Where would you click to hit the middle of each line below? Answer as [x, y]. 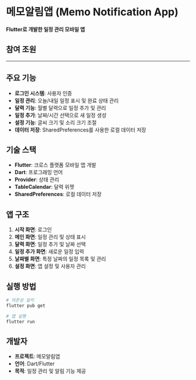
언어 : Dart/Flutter [35, 364]
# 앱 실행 [16, 316]
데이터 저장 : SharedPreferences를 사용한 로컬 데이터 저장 [80, 130]
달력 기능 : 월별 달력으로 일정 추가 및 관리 [60, 108]
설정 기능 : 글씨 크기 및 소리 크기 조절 [55, 122]
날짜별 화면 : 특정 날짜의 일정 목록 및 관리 [60, 259]
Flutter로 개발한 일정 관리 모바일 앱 [45, 29]
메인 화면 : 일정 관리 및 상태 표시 [50, 237]
